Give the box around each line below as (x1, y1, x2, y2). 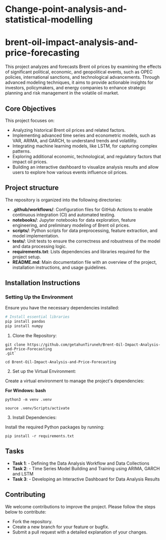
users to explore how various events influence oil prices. (12, 169, 128, 175)
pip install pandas (5, 319, 46, 324)
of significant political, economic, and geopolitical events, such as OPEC (5, 69, 153, 75)
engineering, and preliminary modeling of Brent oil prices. (12, 222, 130, 228)
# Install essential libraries (5, 314, 70, 319)
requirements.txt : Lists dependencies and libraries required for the (12, 248, 150, 254)
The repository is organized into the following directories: (5, 197, 122, 203)
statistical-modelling (5, 14, 93, 25)
